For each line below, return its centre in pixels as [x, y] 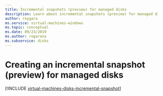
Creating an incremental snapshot [75, 64]
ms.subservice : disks [27, 41]
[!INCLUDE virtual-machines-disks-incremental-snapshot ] [63, 88]
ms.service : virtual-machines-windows [44, 23]
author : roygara [21, 18]
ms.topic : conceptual [27, 27]
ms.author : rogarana [26, 37]
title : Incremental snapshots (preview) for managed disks [66, 9]
